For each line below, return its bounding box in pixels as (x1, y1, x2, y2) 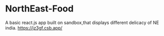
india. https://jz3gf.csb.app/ (5, 24, 63, 30)
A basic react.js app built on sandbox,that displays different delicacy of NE (5, 19, 159, 25)
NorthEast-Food (5, 3, 74, 14)
